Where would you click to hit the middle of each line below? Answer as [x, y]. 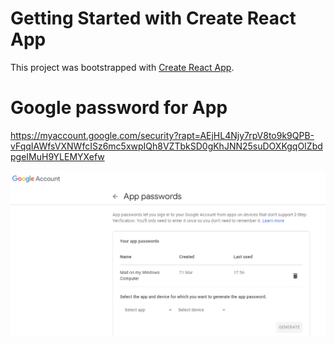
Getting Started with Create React [153, 18]
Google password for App [119, 108]
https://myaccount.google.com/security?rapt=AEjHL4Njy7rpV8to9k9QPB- [162, 135]
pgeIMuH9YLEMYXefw [57, 156]
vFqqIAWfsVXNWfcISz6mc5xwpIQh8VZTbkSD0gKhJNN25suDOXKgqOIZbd [166, 146]
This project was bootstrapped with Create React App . [122, 67]
